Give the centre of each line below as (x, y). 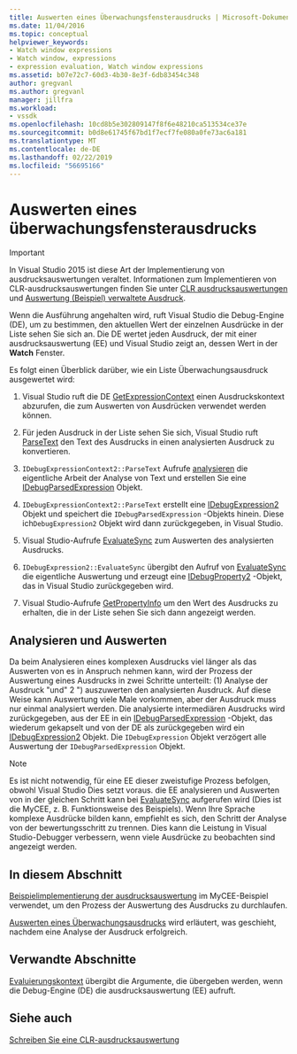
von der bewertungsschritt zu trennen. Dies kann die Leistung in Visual (138, 828)
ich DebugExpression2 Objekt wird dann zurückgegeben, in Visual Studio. (152, 523)
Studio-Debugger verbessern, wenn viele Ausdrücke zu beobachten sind (142, 837)
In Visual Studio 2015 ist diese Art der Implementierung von (117, 270)
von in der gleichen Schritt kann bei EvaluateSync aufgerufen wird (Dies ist (145, 800)
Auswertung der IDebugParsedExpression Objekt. (97, 747)
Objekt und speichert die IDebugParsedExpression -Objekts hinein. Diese (153, 514)
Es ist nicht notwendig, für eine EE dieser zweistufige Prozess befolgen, (140, 781)
